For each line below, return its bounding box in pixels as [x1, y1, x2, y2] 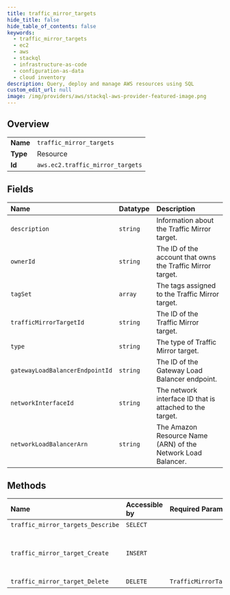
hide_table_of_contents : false [7, 23, 97, 30]
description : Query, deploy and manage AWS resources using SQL [7, 80, 194, 87]
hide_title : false [7, 16, 60, 23]
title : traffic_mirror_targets [7, 10, 97, 17]
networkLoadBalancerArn [10, 440, 88, 448]
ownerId [10, 257, 36, 265]
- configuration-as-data [13, 67, 84, 74]
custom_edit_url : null [7, 86, 72, 93]
